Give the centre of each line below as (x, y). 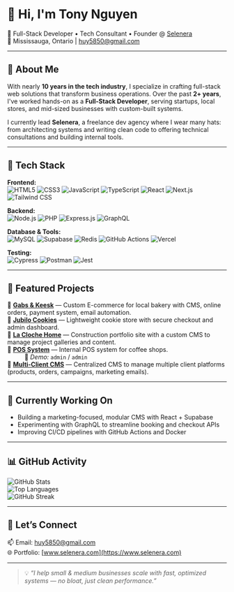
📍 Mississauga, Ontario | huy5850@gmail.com (74, 40)
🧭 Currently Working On (60, 400)
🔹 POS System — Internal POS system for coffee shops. (88, 350)
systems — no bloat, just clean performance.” (90, 580)
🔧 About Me (33, 69)
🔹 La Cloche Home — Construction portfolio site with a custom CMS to (109, 335)
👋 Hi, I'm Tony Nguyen (72, 14)
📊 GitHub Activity (47, 461)
